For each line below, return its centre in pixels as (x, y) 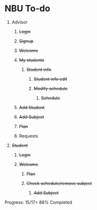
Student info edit (50, 79)
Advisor (20, 22)
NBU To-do (27, 9)
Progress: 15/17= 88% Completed (38, 202)
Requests (28, 136)
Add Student (32, 107)
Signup (26, 41)
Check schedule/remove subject (59, 183)
